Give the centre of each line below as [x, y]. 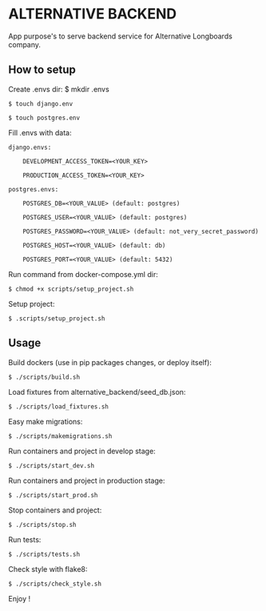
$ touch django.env [41, 104]
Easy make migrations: [46, 421]
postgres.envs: [34, 189]
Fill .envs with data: [40, 132]
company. [25, 44]
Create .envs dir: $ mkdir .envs [59, 89]
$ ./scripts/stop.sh [43, 525]
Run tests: [25, 539]
